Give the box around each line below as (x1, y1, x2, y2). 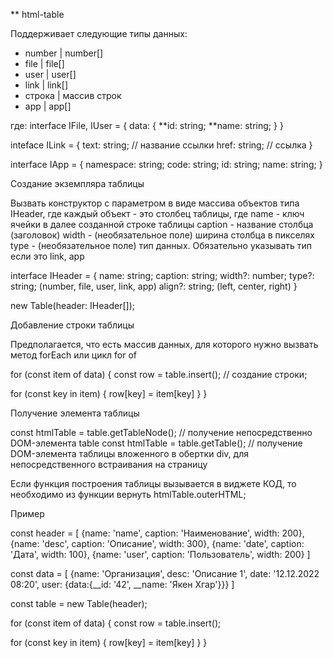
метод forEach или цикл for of (10, 349, 138, 361)
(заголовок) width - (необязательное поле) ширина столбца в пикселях (10, 229, 315, 241)
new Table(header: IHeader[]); (10, 300, 135, 311)
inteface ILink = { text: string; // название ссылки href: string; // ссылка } (10, 139, 313, 151)
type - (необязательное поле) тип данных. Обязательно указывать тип (10, 240, 313, 251)
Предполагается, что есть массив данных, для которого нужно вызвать (10, 339, 319, 350)
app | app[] (24, 100, 72, 112)
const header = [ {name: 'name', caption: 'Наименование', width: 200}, (10, 527, 305, 539)
